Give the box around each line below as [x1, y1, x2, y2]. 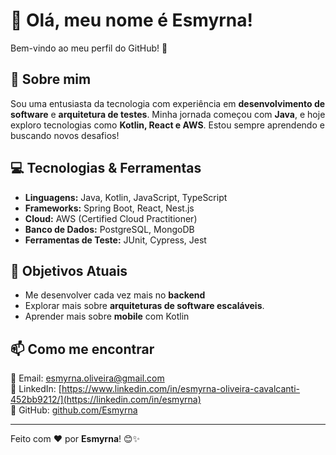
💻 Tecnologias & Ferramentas [10, 160, 202, 177]
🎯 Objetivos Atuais [10, 262, 128, 279]
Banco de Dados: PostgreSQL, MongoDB [24, 223, 195, 235]
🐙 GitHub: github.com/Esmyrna [10, 404, 138, 416]
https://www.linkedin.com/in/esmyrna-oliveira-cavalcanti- [61, 383, 301, 395]
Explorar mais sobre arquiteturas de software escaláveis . [24, 300, 265, 312]
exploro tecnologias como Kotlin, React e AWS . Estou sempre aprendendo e [10, 119, 325, 131]
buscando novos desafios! [10, 129, 120, 141]
